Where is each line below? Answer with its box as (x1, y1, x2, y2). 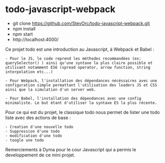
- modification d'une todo (5, 133, 62, 138)
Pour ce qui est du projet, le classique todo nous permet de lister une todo (5, 109, 160, 115)
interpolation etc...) (5, 69, 53, 74)
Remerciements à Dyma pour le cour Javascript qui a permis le (5, 146, 137, 152)
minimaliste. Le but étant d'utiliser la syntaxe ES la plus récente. (5, 100, 157, 105)
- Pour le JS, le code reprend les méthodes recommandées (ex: (5, 56, 142, 61)
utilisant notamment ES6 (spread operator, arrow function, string (5, 65, 151, 70)
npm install (12, 25, 36, 31)
